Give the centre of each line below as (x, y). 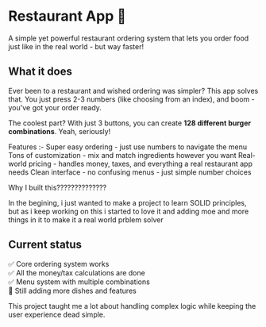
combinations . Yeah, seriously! (60, 131)
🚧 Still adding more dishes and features (72, 290)
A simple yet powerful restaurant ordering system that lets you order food (129, 38)
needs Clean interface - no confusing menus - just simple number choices (130, 172)
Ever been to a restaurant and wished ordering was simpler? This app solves (133, 90)
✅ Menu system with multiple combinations (79, 282)
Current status (45, 245)
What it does (40, 72)
